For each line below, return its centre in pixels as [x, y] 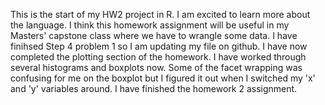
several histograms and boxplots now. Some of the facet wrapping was [156, 67]
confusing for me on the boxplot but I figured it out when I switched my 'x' [163, 78]
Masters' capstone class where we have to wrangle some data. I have [154, 35]
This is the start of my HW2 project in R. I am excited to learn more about [160, 14]
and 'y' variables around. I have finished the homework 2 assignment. [154, 88]
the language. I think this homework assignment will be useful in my [150, 25]
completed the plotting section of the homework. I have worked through [158, 57]
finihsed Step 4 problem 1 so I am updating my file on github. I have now [159, 46]
